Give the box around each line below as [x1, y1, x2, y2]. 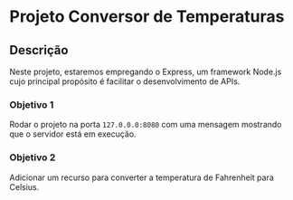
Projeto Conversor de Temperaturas [9, 6, 285, 27]
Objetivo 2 [9, 151, 56, 164]
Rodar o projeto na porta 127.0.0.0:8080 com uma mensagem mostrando [9, 119, 282, 130]
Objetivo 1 [9, 98, 54, 110]
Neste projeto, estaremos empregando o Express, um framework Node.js [9, 66, 282, 77]
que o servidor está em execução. [9, 129, 137, 139]
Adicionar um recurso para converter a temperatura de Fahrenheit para [9, 172, 274, 183]
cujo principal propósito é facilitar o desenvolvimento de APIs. [9, 76, 241, 87]
